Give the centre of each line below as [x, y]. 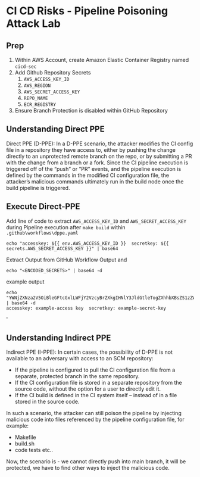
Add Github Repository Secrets [53, 72]
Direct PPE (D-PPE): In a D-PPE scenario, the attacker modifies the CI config [100, 144]
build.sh [24, 444]
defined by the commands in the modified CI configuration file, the [88, 175]
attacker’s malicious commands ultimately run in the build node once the [95, 181]
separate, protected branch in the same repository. [77, 376]
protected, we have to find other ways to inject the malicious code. [88, 468]
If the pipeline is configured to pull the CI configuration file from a [95, 370]
